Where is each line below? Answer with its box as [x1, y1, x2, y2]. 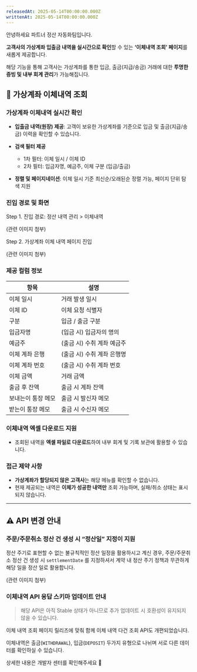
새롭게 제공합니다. [6, 51, 47, 58]
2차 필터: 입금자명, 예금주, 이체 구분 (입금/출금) [23, 163, 131, 170]
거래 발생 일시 [61, 295, 97, 303]
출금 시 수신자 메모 [61, 405, 110, 413]
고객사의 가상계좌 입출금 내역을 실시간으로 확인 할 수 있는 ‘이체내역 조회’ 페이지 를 [6, 44, 188, 51]
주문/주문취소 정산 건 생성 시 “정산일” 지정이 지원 [6, 534, 136, 543]
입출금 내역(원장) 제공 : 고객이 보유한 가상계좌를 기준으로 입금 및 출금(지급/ [14, 123, 184, 130]
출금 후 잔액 [9, 383, 40, 391]
